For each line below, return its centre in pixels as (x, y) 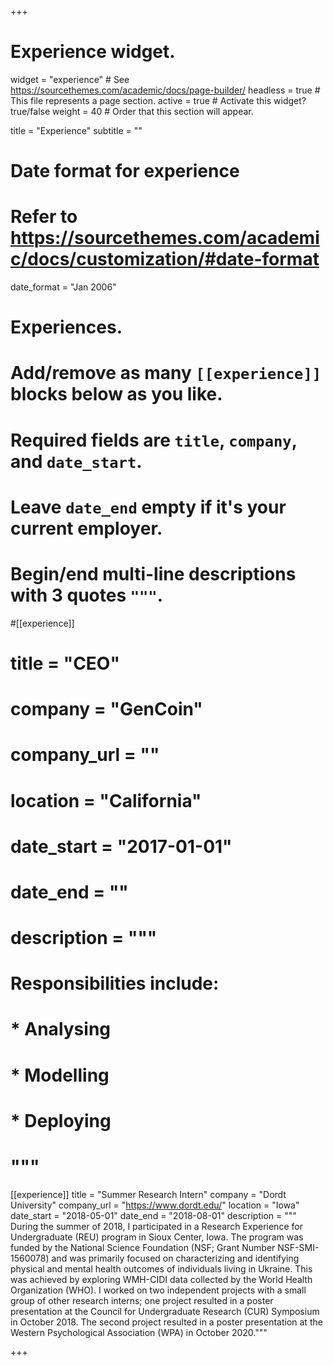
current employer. (86, 528)
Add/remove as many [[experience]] (166, 373)
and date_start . (76, 461)
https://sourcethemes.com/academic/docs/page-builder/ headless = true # (165, 90)
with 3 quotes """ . (87, 595)
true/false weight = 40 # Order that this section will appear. (132, 111)
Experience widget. (93, 52)
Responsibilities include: (115, 983)
